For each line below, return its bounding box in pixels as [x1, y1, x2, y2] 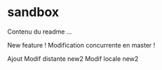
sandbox [7, 4, 60, 20]
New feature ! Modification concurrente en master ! [7, 41, 156, 49]
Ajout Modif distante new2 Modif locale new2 [7, 54, 139, 63]
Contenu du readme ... [7, 27, 72, 36]
